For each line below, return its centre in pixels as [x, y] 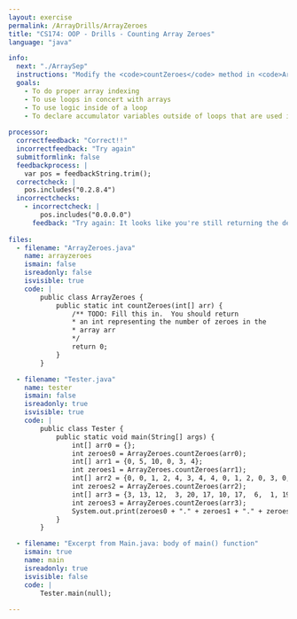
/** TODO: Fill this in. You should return [155, 314]
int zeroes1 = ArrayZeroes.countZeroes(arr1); [159, 470]
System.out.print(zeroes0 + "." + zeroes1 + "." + [167, 511]
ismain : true [48, 552]
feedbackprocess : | [52, 165]
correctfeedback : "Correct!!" [72, 141]
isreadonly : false [58, 273]
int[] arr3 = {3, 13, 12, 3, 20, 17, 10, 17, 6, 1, [175, 494]
